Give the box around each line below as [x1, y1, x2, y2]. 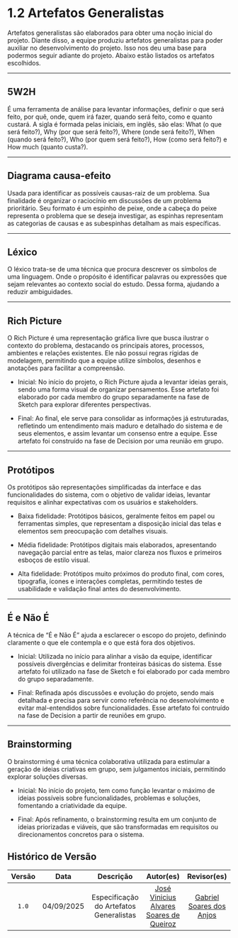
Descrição [97, 872, 133, 882]
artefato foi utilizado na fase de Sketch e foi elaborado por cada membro [17, 667, 230, 676]
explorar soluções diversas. [7, 772, 89, 781]
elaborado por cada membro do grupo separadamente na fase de [17, 393, 210, 401]
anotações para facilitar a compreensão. [7, 364, 125, 372]
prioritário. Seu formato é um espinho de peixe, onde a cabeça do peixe [7, 204, 217, 212]
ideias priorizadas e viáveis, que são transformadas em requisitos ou [17, 822, 218, 831]
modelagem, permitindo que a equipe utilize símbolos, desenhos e [7, 357, 202, 365]
